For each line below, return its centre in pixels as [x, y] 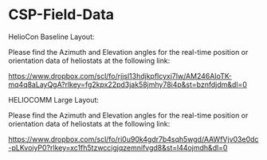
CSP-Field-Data [61, 15]
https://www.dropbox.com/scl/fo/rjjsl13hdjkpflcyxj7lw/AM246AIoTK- [120, 76]
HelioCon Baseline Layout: [51, 37]
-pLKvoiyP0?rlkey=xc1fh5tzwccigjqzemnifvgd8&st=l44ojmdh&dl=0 [118, 147]
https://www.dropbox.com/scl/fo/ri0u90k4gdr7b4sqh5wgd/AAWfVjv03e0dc [133, 139]
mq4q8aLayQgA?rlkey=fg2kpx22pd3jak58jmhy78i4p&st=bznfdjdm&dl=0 [128, 84]
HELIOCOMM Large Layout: [54, 100]
